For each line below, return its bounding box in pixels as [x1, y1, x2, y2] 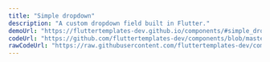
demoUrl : [8, 27, 38, 35]
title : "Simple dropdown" [8, 11, 95, 20]
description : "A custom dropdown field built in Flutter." [8, 19, 211, 27]
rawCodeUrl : [8, 42, 48, 50]
